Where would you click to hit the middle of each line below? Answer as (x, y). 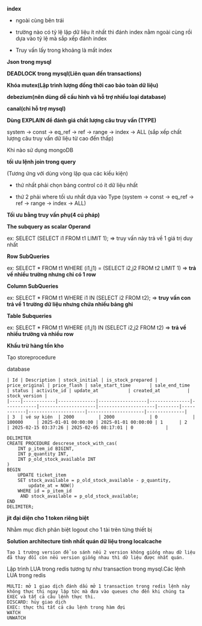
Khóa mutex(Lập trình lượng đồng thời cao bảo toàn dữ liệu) (83, 85)
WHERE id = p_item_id (44, 491)
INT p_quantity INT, (43, 454)
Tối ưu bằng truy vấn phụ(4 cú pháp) (54, 215)
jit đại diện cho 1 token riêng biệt (48, 518)
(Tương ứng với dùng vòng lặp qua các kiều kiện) (68, 173)
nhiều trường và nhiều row (40, 334)
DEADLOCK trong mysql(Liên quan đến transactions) (74, 74)
